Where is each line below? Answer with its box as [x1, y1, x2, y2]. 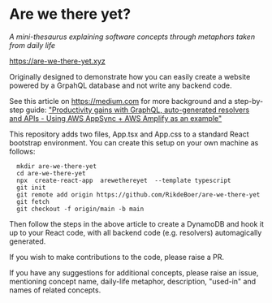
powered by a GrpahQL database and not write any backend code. [9, 80, 232, 90]
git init [16, 184, 46, 192]
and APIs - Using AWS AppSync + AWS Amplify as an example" [9, 113, 222, 123]
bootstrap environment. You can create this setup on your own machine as [9, 137, 259, 147]
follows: [9, 146, 36, 156]
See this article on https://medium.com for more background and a [9, 96, 233, 106]
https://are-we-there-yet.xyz [9, 56, 106, 66]
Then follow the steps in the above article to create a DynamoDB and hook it [9, 219, 265, 228]
